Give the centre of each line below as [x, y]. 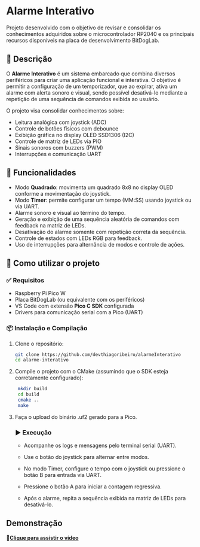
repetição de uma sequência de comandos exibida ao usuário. [83, 99]
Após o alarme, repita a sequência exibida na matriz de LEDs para [105, 499]
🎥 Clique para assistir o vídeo [42, 537]
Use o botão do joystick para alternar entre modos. [86, 457]
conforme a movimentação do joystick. [63, 193]
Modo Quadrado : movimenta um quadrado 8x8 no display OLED [94, 187]
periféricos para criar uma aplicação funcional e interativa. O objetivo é [93, 80]
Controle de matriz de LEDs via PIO [58, 141]
